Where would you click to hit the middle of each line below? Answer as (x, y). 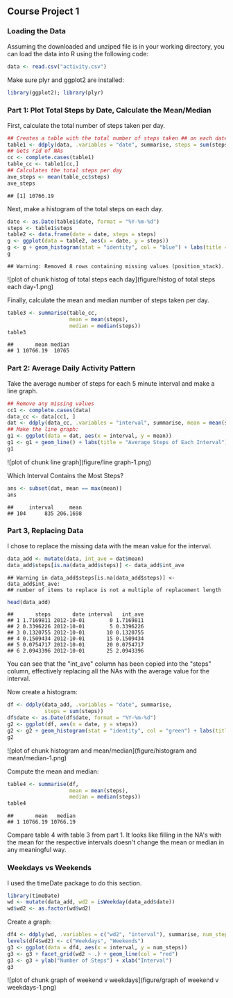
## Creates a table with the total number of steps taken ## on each (110, 138)
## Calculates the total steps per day (65, 171)
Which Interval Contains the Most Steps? (65, 475)
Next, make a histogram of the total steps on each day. (85, 208)
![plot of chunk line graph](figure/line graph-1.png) (79, 462)
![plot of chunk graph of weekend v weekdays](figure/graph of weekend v (113, 980)
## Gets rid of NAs (35, 151)
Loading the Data (36, 31)
